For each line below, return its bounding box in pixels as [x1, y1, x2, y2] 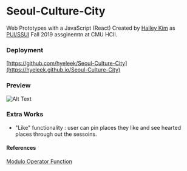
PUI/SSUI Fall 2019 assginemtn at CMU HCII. [6, 30, 118, 38]
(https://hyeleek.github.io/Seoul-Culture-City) [6, 66, 121, 73]
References [6, 144, 36, 152]
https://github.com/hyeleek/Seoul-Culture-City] [8, 59, 127, 67]
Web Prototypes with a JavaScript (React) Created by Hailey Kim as [6, 24, 175, 32]
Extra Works [6, 110, 44, 119]
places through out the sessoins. [15, 130, 97, 138]
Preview [6, 81, 31, 90]
